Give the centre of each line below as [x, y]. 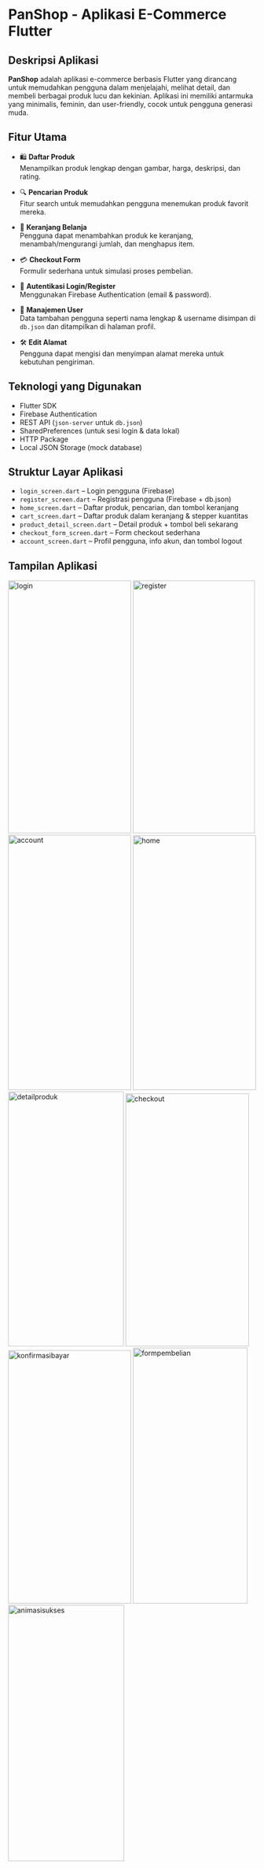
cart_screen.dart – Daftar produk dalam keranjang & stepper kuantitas [134, 516]
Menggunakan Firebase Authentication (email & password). [115, 294]
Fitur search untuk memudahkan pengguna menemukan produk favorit [134, 203]
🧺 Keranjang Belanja [53, 227]
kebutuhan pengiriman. [57, 362]
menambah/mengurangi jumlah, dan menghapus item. [107, 244]
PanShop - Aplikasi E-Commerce [117, 15]
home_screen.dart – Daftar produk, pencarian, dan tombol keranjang [129, 508]
